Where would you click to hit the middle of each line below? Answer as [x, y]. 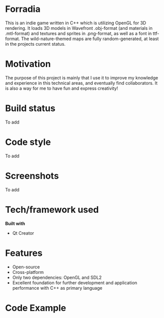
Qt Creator [23, 233]
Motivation [28, 64]
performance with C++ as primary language [57, 288]
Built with [15, 223]
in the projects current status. [35, 44]
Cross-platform [28, 272]
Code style [28, 142]
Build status [30, 108]
